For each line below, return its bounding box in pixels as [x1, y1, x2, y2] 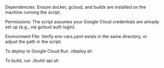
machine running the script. [5, 9, 61, 15]
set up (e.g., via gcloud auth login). [5, 24, 76, 30]
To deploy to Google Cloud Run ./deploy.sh [5, 48, 93, 54]
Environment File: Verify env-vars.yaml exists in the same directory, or [5, 34, 147, 39]
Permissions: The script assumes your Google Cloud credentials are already [5, 19, 160, 24]
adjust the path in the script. [5, 39, 63, 45]
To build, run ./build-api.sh [5, 58, 59, 63]
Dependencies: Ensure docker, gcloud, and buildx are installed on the [5, 4, 146, 10]
